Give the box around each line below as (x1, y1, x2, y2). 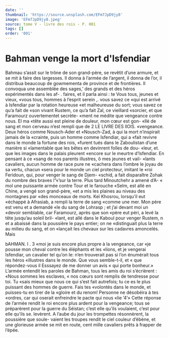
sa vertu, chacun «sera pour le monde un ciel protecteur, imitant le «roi (5, 166, 153, 172)
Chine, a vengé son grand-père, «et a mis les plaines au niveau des (5, 188, 145, 194)
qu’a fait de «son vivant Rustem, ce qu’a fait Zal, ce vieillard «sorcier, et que (5, 107, 162, 113)
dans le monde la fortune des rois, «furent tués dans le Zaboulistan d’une (5, 139, 157, 145)
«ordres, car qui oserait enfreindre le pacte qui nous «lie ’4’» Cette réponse (5, 294, 161, 301)
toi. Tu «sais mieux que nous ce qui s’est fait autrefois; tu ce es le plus (5, 278, 151, 284)
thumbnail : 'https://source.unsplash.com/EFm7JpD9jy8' (5, 12, 123, 17)
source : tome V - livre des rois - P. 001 (5, 21, 96, 27)
